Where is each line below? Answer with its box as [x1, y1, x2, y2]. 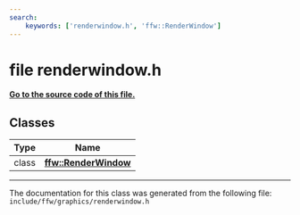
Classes [9, 115, 55, 130]
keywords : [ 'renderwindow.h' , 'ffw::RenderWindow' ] [25, 21, 221, 30]
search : [9, 12, 38, 22]
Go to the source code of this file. [9, 89, 136, 100]
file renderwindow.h [9, 60, 162, 80]
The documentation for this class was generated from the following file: [9, 188, 272, 199]
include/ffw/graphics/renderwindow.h [9, 197, 150, 206]
